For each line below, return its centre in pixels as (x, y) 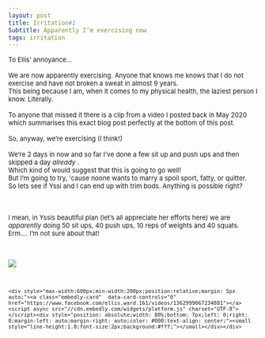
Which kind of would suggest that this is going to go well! (95, 170)
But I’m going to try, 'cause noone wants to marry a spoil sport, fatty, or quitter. (127, 178)
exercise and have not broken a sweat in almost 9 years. (93, 83)
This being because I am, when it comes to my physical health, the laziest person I (133, 91)
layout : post (30, 15)
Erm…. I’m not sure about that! (54, 233)
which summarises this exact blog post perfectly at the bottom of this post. (122, 123)
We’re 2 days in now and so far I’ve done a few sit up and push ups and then (124, 154)
